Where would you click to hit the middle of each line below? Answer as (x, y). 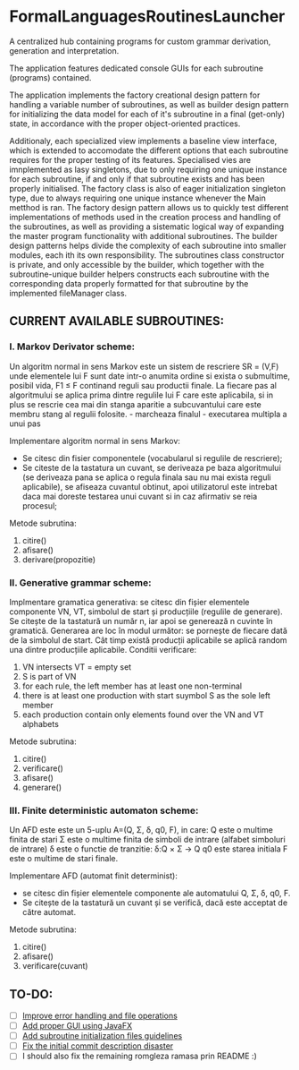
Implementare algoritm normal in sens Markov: (95, 441)
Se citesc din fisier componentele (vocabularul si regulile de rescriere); (152, 458)
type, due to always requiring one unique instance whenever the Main (137, 198)
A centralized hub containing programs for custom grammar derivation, (140, 41)
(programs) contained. (50, 77)
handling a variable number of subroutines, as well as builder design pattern (149, 104)
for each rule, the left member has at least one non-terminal (132, 686)
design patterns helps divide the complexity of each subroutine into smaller (148, 245)
